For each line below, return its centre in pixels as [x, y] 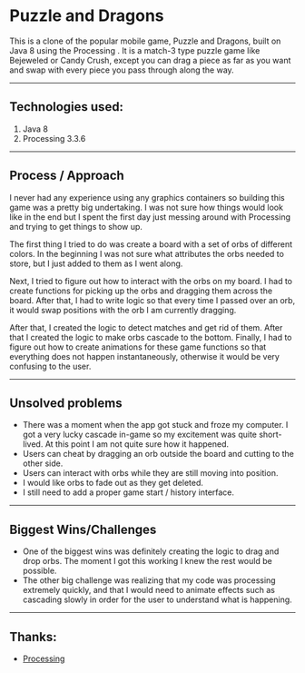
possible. [39, 571]
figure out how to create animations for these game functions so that [138, 347]
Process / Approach [67, 176]
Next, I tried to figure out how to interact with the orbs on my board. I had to [151, 281]
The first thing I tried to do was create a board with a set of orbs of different [151, 244]
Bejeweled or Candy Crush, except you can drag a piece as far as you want [150, 60]
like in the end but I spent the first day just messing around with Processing [150, 217]
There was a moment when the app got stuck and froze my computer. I [155, 425]
